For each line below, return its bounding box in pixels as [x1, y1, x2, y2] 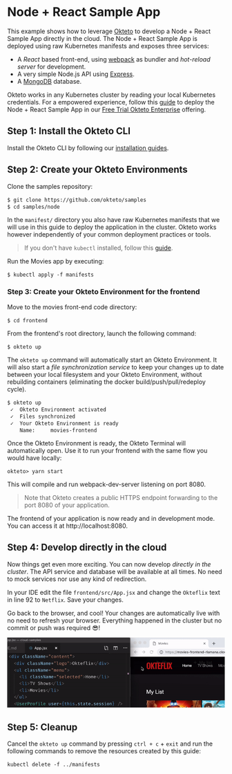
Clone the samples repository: [7, 182, 93, 190]
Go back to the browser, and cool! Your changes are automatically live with [7, 609, 220, 617]
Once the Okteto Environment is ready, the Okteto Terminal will [7, 439, 186, 447]
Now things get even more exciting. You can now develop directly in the [7, 560, 211, 568]
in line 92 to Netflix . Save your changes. [7, 596, 124, 604]
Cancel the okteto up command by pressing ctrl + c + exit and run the [7, 739, 213, 748]
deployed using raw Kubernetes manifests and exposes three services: [7, 42, 209, 50]
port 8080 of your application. [23, 501, 110, 509]
